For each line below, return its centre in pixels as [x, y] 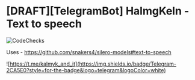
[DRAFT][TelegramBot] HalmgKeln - [98, 11]
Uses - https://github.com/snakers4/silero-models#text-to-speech [89, 52]
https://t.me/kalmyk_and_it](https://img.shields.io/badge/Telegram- [93, 64]
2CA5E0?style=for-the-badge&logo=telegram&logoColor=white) [86, 70]
